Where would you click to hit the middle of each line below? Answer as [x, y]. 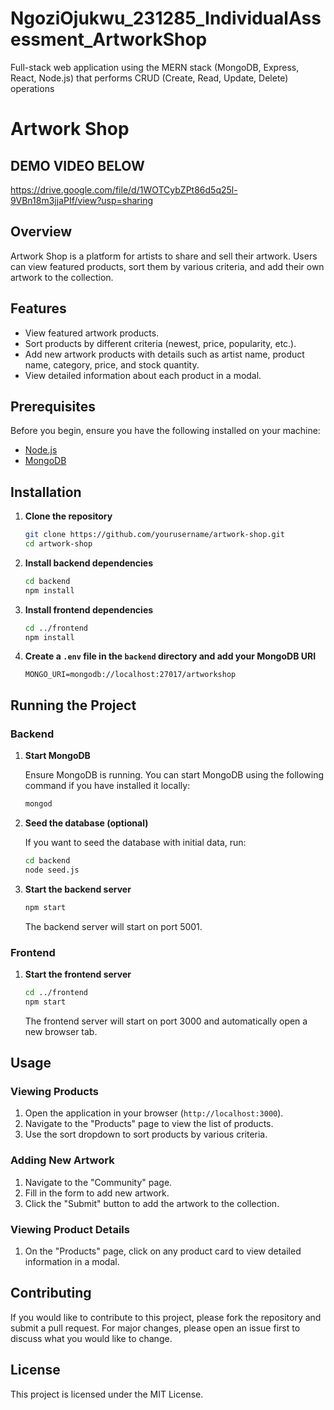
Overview [41, 232]
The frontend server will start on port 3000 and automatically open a [166, 1021]
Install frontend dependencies [89, 609]
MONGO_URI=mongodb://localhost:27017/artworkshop [130, 675]
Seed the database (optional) [86, 823]
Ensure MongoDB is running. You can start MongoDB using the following [174, 775]
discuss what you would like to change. [91, 1338]
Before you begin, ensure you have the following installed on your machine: [165, 431]
